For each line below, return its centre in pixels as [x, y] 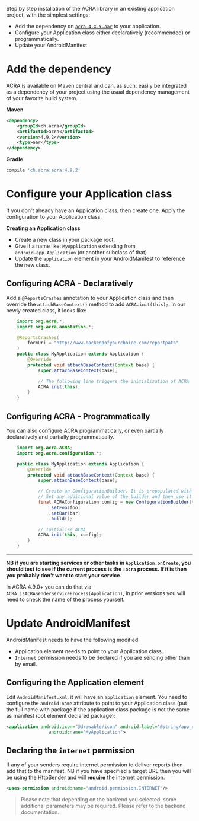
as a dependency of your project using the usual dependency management [98, 92]
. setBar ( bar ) [65, 513]
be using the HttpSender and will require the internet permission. [86, 777]
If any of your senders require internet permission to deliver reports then [94, 765]
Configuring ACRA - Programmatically [78, 416]
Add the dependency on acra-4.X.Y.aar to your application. [88, 26]
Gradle [15, 159]
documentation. [40, 812]
